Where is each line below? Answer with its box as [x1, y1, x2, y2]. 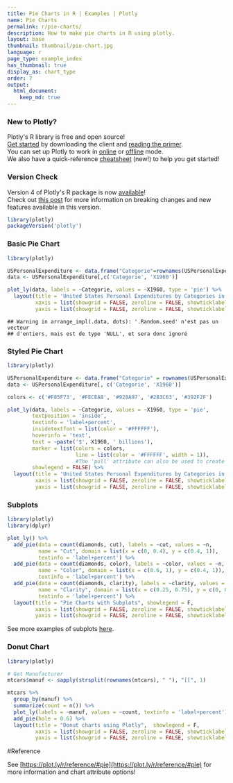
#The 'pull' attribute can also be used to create [75, 457, 225, 465]
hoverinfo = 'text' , [32, 432, 92, 439]
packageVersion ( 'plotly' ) [7, 223, 82, 230]
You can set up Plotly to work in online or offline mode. [7, 147, 164, 156]
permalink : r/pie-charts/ [7, 23, 82, 30]
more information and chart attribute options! [7, 768, 136, 776]
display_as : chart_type [7, 68, 76, 75]
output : [7, 81, 30, 88]
